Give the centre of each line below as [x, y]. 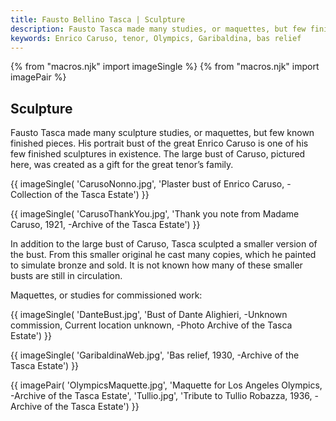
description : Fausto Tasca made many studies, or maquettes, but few [158, 29]
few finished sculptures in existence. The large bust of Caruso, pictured [158, 154]
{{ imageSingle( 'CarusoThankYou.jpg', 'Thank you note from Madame [155, 214]
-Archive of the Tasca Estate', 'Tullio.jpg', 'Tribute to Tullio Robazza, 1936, [161, 396]
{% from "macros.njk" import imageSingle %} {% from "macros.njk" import [165, 67]
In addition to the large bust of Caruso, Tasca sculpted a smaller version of [164, 244]
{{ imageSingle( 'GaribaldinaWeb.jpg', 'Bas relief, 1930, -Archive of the [155, 355]
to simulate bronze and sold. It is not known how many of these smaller [156, 265]
